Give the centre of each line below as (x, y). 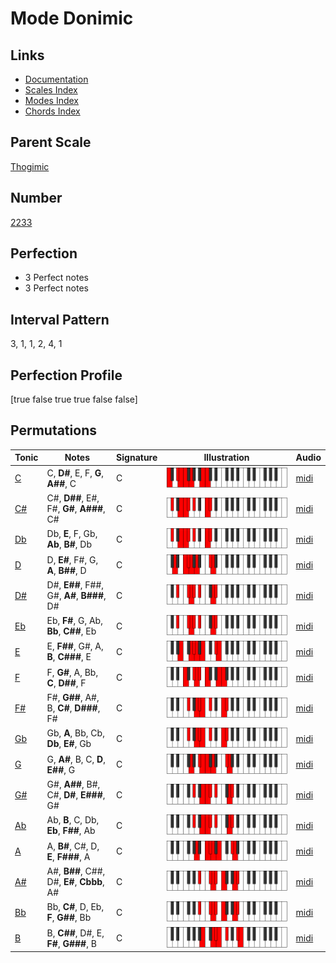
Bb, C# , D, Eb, (75, 907)
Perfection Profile (66, 375)
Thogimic (30, 166)
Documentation (56, 79)
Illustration (226, 458)
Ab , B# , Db (69, 544)
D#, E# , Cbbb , (75, 881)
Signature (137, 458)
